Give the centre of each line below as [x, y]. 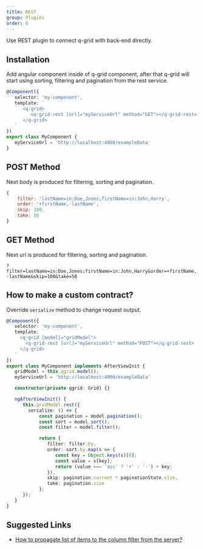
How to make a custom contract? [70, 295]
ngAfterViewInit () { [40, 399]
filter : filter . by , [72, 444]
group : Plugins [26, 18]
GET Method [30, 240]
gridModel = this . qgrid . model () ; [57, 372]
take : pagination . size [76, 483]
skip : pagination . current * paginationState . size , [112, 478]
